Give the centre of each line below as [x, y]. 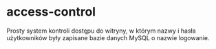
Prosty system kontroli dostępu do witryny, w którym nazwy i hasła [101, 31]
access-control [51, 12]
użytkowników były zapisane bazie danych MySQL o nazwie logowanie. [108, 37]
